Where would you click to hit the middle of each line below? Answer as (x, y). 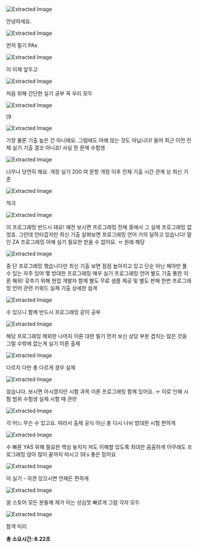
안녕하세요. (19, 21)
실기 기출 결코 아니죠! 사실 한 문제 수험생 (59, 147)
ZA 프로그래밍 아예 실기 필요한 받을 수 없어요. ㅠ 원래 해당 (78, 242)
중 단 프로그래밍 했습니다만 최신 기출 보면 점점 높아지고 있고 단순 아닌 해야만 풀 (97, 266)
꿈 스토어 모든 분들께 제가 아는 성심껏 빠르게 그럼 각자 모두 (73, 502)
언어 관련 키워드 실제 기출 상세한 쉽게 (55, 288)
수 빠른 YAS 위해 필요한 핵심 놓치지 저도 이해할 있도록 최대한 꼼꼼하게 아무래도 (96, 447)
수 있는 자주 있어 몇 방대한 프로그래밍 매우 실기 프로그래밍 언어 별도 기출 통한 (94, 273)
